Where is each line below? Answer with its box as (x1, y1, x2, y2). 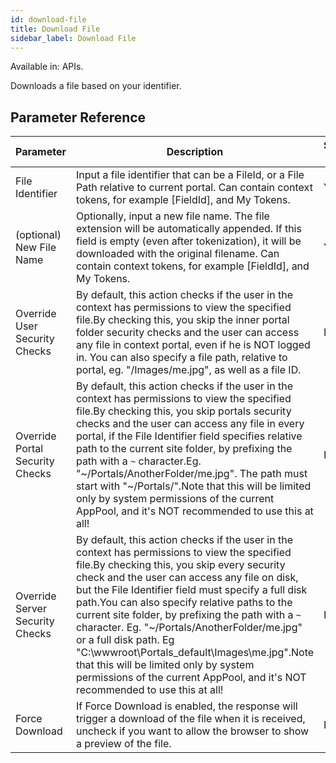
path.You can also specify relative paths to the (75, 596, 293, 610)
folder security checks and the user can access (75, 326, 300, 340)
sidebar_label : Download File (10, 33, 137, 43)
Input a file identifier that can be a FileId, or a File (75, 168, 305, 182)
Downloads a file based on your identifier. (10, 80, 182, 92)
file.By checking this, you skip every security (75, 558, 286, 572)
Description (166, 145, 224, 159)
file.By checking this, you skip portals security (75, 404, 292, 418)
